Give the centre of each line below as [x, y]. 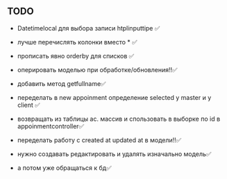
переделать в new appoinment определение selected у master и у [114, 97]
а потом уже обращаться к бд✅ [64, 168]
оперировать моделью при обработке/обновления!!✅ [97, 69]
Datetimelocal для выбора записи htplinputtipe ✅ [89, 28]
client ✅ [28, 105]
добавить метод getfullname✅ [61, 83]
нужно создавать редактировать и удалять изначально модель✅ [114, 154]
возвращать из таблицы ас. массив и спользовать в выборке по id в [119, 119]
